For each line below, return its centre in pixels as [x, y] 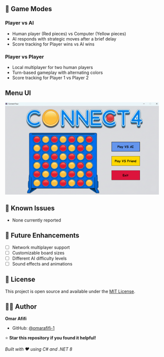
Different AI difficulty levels [39, 258]
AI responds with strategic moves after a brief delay [64, 39]
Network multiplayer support [41, 247]
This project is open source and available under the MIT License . [70, 291]
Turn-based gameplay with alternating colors [58, 72]
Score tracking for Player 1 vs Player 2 [50, 78]
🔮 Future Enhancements [42, 235]
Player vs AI [20, 23]
